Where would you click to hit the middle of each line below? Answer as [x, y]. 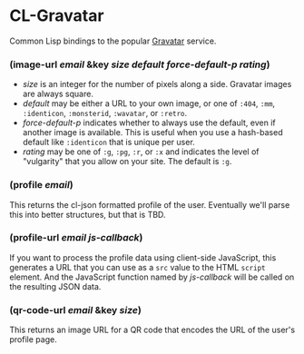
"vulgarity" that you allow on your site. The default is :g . [127, 162]
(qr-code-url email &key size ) [76, 310]
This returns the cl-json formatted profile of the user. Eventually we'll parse [150, 204]
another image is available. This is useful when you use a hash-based [152, 133]
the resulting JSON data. [55, 286]
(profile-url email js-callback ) [76, 238]
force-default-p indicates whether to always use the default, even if [149, 123]
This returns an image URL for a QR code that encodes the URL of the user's [152, 330]
